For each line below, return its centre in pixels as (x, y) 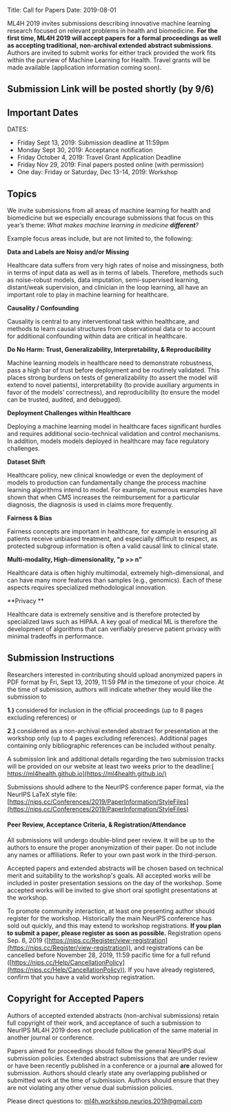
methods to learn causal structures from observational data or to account (111, 329)
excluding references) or (42, 717)
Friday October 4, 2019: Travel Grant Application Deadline (99, 158)
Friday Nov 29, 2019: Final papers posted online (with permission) (111, 164)
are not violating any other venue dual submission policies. (91, 1087)
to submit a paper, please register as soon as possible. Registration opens (114, 933)
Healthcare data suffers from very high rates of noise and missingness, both (115, 265)
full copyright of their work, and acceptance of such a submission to (104, 1023)
